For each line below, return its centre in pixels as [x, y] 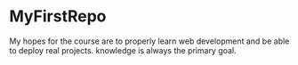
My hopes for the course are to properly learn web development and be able [149, 41]
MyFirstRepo [58, 16]
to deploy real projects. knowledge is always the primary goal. [123, 50]
